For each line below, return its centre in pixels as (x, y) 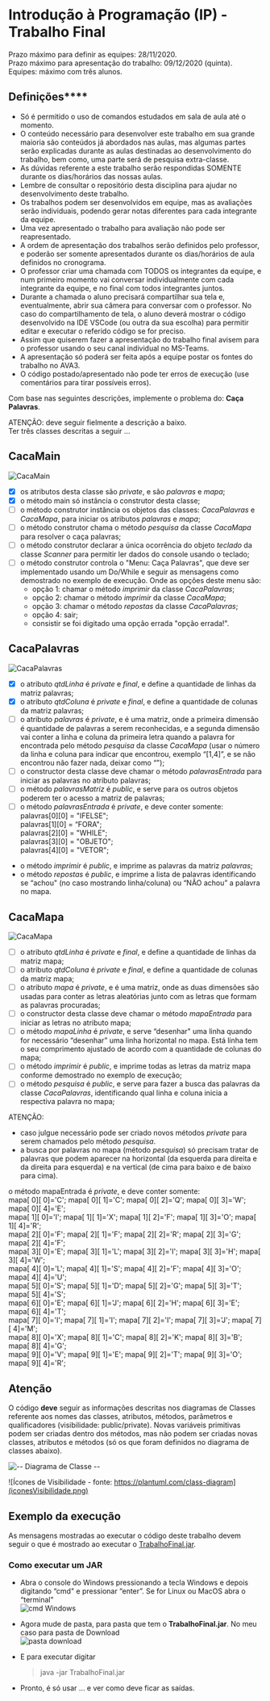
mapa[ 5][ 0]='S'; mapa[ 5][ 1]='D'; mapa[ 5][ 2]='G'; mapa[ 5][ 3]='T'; (125, 1286)
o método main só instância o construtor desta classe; (110, 500)
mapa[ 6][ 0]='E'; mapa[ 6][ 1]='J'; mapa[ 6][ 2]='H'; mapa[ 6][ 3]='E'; (124, 1303)
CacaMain (35, 457)
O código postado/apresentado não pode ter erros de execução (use (135, 374)
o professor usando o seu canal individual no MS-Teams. (114, 348)
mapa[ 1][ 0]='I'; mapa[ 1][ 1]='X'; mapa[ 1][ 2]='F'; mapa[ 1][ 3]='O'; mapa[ (132, 1217)
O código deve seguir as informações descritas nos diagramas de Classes (132, 1408)
